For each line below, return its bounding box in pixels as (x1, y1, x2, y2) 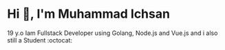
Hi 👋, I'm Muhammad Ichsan (7, 6, 171, 22)
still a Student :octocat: (7, 36, 73, 44)
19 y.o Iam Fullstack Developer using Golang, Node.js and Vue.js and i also (7, 29, 218, 37)
